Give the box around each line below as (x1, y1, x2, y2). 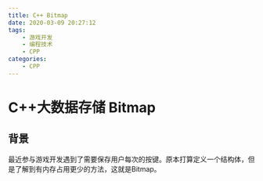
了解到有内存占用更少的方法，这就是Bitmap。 (14, 164, 161, 173)
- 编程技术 (22, 41, 53, 49)
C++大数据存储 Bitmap (8, 99, 157, 116)
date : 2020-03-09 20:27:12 (8, 19, 96, 27)
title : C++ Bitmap (8, 11, 68, 20)
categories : (8, 56, 47, 63)
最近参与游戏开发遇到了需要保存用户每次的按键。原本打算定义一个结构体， (8, 154, 248, 164)
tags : (8, 26, 26, 34)
